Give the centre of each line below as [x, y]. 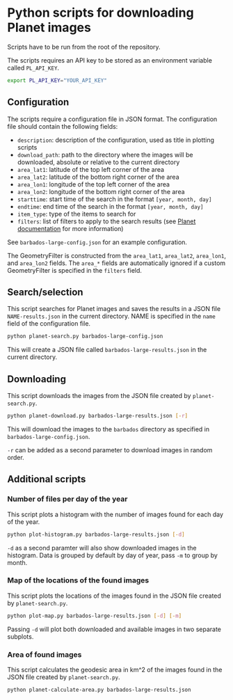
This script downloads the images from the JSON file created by [99, 396]
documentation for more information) [70, 228]
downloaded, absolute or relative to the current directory [98, 162]
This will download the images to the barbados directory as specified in [109, 429]
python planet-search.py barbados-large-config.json [85, 336]
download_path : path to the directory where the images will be [105, 154]
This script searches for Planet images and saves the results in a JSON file [114, 309]
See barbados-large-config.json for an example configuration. [97, 242]
